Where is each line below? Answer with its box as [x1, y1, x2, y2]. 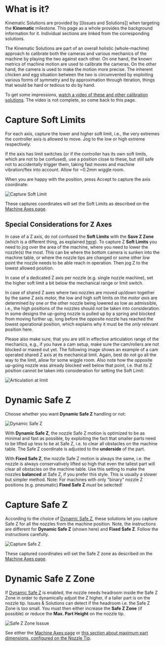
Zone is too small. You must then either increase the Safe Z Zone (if [5, 605, 142, 611]
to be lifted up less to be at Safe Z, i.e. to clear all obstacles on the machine [5, 440, 158, 446]
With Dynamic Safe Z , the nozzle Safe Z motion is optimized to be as [5, 430, 145, 436]
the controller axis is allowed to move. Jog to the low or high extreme [5, 136, 145, 142]
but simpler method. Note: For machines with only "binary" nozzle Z [5, 477, 143, 483]
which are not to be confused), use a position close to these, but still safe [5, 156, 154, 162]
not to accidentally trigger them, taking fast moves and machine [5, 161, 134, 167]
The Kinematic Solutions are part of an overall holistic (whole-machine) [5, 45, 149, 51]
